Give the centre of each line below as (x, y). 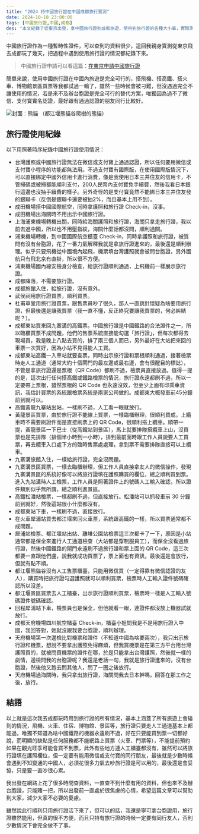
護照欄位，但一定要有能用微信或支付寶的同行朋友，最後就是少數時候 (110, 755)
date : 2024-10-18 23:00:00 (39, 17)
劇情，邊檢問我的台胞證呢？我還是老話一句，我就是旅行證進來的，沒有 (100, 660)
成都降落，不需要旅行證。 (46, 281)
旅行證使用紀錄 (33, 134)
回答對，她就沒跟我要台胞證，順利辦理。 (80, 630)
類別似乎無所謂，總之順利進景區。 (62, 489)
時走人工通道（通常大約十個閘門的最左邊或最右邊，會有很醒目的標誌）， (102, 363)
